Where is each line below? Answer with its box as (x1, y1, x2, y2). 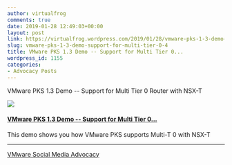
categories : (7, 61, 41, 68)
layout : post (7, 29, 45, 36)
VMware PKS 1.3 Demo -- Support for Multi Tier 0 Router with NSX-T (7, 87, 202, 95)
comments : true (7, 16, 51, 23)
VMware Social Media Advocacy (7, 150, 100, 158)
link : (7, 36, 23, 43)
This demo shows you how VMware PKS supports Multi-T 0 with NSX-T (7, 130, 211, 138)
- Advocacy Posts (7, 67, 57, 74)
